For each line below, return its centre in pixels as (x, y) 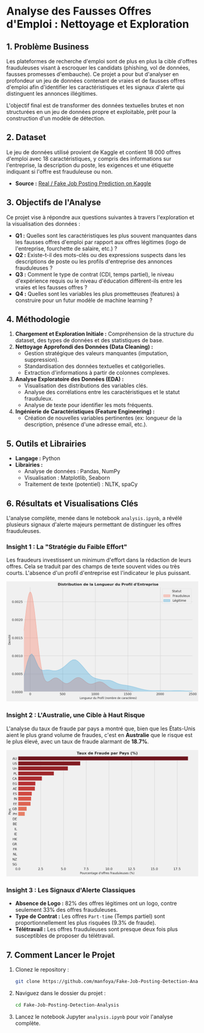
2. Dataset (26, 137)
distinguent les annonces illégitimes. (52, 93)
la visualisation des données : (43, 224)
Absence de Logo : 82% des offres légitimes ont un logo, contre (96, 903)
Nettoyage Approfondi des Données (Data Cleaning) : (84, 347)
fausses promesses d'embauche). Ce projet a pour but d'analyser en (93, 74)
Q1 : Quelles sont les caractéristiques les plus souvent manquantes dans (106, 235)
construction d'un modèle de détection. (56, 118)
